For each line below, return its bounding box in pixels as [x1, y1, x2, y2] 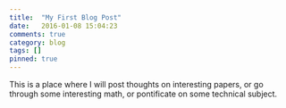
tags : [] [9, 46, 42, 55]
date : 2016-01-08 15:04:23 [9, 21, 118, 30]
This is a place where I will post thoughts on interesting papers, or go [9, 79, 264, 89]
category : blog [9, 37, 66, 47]
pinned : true [9, 54, 58, 63]
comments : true [9, 29, 66, 38]
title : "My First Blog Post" [9, 12, 122, 22]
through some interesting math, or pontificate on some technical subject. [9, 88, 278, 99]
